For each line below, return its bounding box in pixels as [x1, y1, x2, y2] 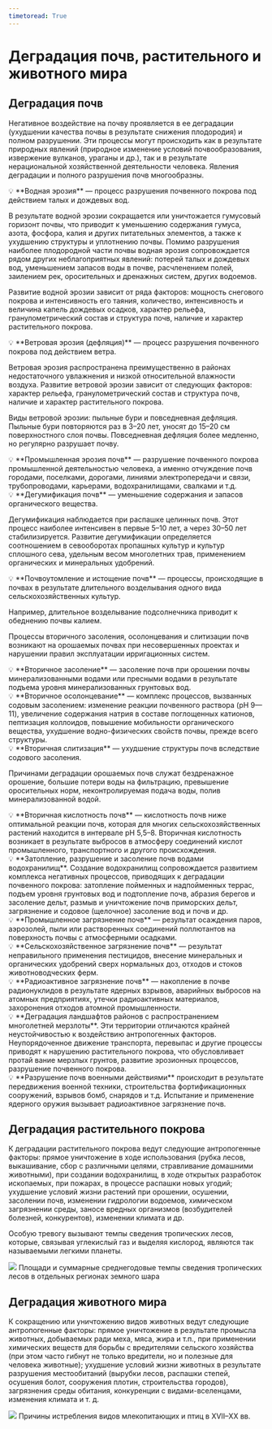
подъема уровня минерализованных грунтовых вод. [8, 682, 192, 692]
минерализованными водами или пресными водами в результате [8, 673, 238, 684]
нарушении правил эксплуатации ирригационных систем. [8, 649, 210, 658]
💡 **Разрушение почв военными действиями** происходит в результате [8, 1072, 264, 1082]
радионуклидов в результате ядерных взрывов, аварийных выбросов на [8, 985, 261, 995]
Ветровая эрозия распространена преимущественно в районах [8, 362, 231, 372]
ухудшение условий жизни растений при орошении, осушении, [8, 1187, 230, 1197]
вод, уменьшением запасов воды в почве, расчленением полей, [8, 262, 234, 273]
